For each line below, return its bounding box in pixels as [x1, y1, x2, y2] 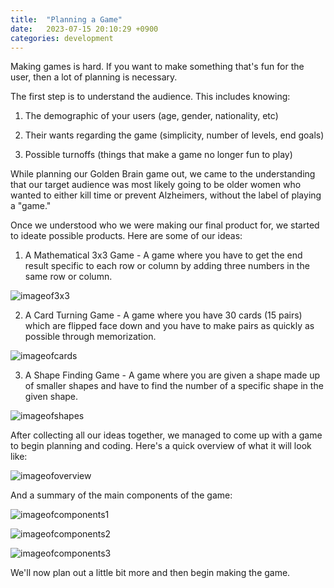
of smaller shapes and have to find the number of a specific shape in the [24, 380, 324, 392]
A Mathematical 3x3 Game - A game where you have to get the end [24, 249, 303, 261]
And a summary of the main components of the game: [10, 489, 233, 501]
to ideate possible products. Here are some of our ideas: [10, 230, 243, 242]
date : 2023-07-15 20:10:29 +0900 [10, 24, 159, 34]
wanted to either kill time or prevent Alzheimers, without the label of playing [10, 189, 322, 201]
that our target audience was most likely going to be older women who [10, 179, 302, 191]
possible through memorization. [24, 331, 157, 343]
